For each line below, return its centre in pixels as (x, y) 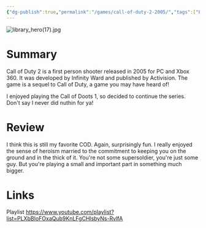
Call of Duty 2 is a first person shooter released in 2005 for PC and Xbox (98, 71)
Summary (32, 54)
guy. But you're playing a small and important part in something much (94, 164)
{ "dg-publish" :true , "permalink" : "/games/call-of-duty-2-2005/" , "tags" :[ (101, 12)
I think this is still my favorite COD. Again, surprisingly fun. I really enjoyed (100, 144)
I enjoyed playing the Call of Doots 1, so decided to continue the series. (96, 96)
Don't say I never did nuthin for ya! (50, 102)
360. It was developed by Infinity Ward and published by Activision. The (97, 78)
